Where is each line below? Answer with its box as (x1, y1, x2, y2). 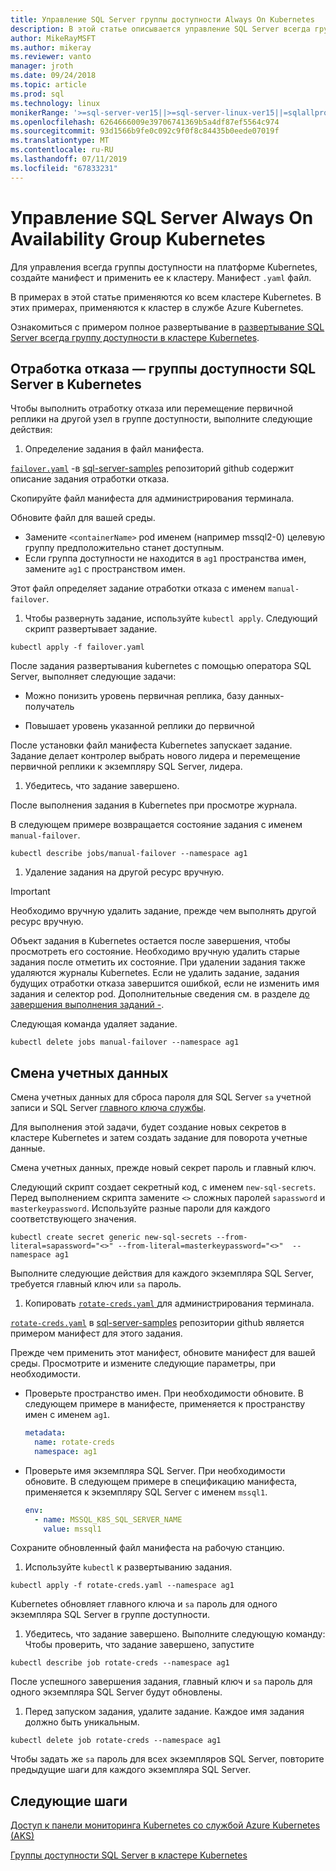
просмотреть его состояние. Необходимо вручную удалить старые (10, 946, 300, 958)
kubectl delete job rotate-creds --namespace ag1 (10, 1736, 222, 1746)
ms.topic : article (10, 80, 87, 90)
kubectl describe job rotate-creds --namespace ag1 (10, 1658, 230, 1668)
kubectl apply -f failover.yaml (10, 642, 145, 653)
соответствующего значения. (10, 1213, 137, 1225)
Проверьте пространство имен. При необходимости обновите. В (24, 1387, 305, 1400)
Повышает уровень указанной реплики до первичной (24, 720, 255, 732)
